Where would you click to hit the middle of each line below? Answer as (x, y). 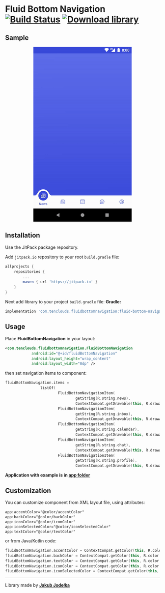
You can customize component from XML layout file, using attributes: (75, 502)
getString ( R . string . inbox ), (104, 414)
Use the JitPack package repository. (42, 247)
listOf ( (48, 388)
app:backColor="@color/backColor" (41, 517)
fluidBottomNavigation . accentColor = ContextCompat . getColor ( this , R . (79, 550)
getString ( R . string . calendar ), (107, 430)
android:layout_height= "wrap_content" (71, 358)
